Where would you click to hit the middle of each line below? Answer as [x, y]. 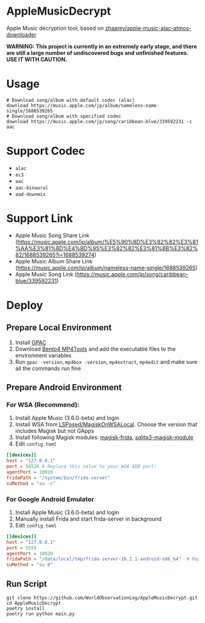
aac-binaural [32, 188]
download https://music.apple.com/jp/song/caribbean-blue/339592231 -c [99, 121]
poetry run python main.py [41, 614]
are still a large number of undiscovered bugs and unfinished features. [98, 52]
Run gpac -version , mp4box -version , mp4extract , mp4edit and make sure [106, 361]
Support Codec [46, 151]
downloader [21, 34]
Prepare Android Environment [64, 387]
